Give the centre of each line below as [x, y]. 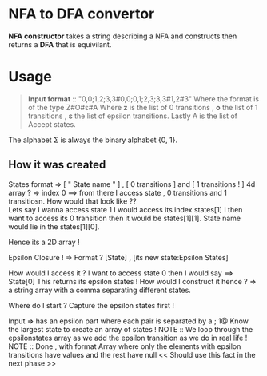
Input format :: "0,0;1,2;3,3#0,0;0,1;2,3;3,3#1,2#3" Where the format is [143, 99]
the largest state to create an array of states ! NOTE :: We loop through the [131, 329]
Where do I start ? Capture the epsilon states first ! [91, 305]
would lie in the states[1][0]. [54, 226]
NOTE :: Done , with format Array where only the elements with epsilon [125, 346]
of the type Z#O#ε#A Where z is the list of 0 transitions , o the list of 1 [143, 107]
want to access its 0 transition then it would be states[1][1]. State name [125, 218]
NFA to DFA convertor [82, 14]
